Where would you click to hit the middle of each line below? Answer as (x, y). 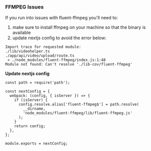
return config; (30, 126)
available (21, 33)
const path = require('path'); (38, 83)
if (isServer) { (31, 100)
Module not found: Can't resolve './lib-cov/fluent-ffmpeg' (69, 65)
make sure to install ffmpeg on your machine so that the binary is (79, 27)
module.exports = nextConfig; (37, 144)
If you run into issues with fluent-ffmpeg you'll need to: (62, 18)
